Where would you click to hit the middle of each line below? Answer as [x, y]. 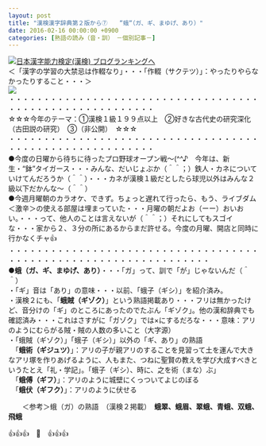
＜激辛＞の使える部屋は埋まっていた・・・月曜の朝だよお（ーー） [116, 208]
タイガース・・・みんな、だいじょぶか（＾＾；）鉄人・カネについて [146, 169]
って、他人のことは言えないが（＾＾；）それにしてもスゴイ [136, 219]
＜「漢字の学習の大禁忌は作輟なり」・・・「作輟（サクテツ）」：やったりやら [130, 72]
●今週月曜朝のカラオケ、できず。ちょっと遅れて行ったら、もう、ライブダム [132, 199]
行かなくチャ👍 [33, 239]
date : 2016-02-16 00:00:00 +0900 [64, 30]
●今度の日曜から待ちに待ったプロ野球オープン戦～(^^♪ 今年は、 [116, 159]
